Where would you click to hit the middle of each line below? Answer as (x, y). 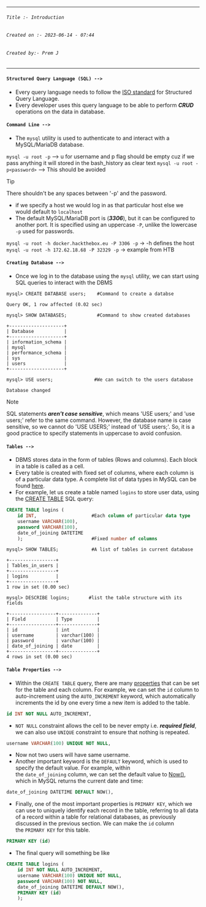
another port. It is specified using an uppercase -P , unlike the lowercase (106, 224)
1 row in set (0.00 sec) (38, 587)
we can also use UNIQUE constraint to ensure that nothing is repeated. (102, 732)
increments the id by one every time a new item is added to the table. (102, 702)
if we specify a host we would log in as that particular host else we (99, 205)
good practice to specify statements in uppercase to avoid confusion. (94, 434)
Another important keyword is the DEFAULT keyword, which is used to (101, 762)
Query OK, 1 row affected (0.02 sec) (55, 305)
